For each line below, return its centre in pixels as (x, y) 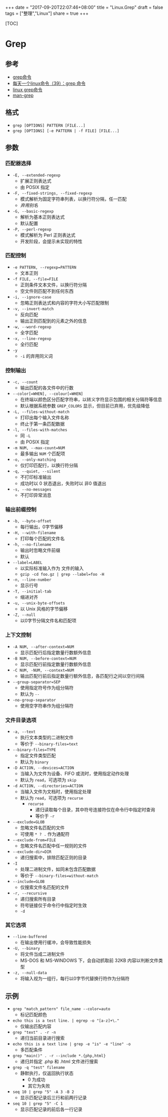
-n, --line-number (32, 580)
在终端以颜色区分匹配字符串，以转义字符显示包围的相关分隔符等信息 (91, 399)
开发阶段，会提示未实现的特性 (51, 241)
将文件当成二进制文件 (42, 954)
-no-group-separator (34, 700)
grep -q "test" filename (39, 1068)
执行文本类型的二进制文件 (47, 737)
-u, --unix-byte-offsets (39, 603)
